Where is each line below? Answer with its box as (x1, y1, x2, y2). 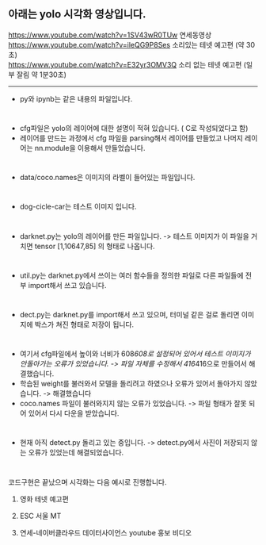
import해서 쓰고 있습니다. (28, 280, 107, 290)
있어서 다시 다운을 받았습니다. (28, 409, 120, 418)
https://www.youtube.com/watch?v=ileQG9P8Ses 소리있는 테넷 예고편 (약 (8, 40, 245, 49)
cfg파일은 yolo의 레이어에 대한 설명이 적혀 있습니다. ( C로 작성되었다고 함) (19, 124, 249, 132)
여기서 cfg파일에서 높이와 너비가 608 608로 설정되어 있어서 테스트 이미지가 (19, 349, 251, 359)
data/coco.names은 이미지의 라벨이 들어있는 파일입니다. (19, 173, 196, 182)
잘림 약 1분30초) (16, 70, 67, 79)
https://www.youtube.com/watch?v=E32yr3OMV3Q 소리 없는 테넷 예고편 (8, 59, 242, 69)
